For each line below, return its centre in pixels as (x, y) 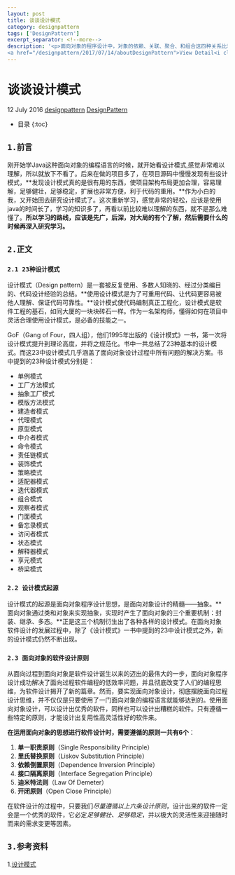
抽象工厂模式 (36, 394)
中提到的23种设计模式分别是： (51, 361)
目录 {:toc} (33, 124)
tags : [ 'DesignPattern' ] (43, 33)
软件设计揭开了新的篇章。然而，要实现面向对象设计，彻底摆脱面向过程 (127, 691)
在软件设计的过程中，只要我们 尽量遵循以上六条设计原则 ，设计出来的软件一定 (117, 806)
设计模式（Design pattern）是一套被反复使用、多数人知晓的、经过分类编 (111, 285)
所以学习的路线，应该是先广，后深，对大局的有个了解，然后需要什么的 (127, 217)
